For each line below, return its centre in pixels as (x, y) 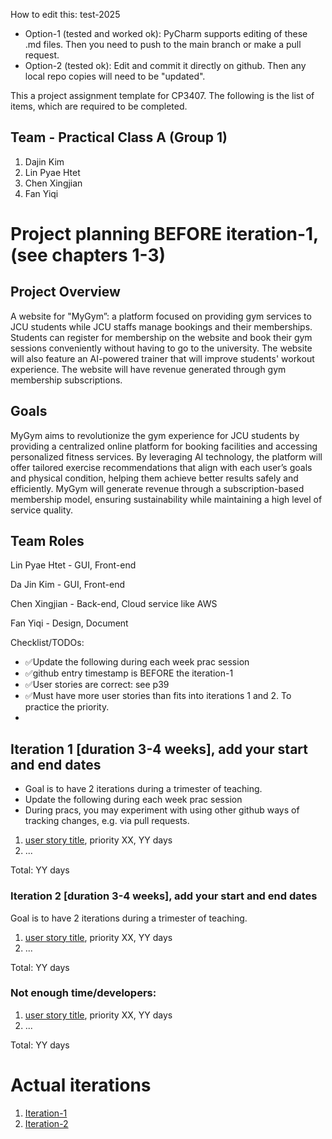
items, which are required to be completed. (99, 106)
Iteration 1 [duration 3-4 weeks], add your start (159, 749)
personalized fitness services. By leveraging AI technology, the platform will (166, 456)
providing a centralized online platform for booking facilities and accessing (164, 446)
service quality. (42, 510)
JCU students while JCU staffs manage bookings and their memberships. (161, 326)
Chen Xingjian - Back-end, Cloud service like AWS (114, 604)
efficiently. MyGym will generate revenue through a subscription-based (157, 488)
